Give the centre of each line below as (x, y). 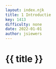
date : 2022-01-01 (24, 29)
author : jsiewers (24, 34)
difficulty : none (24, 24)
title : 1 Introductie (28, 15)
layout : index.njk (25, 10)
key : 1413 (16, 19)
